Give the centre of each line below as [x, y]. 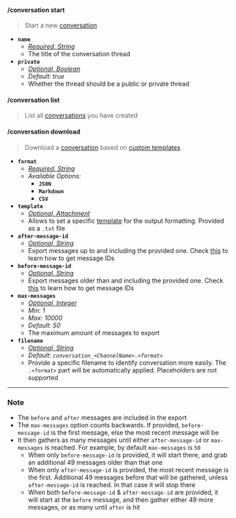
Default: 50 [44, 325]
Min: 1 [37, 310]
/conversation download [44, 131]
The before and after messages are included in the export [102, 417]
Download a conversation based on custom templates [102, 147]
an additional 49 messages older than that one [95, 462]
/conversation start [36, 10]
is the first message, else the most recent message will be [135, 432]
